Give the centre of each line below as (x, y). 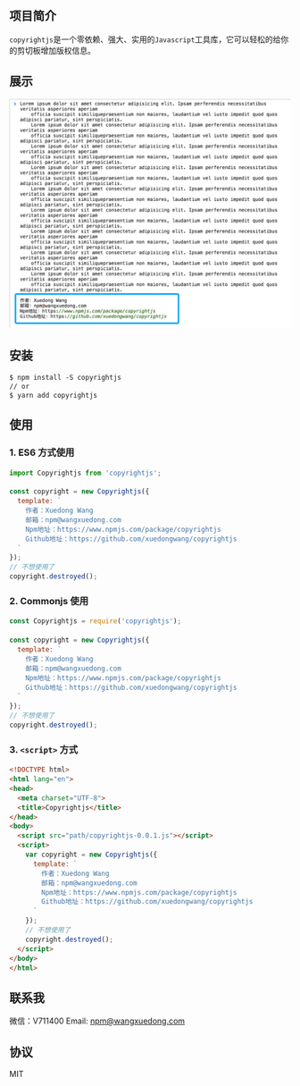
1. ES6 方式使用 (42, 452)
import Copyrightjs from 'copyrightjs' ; (86, 473)
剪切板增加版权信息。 (56, 50)
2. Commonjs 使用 (49, 602)
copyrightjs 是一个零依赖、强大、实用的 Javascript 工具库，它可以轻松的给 (145, 39)
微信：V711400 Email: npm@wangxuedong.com (97, 1021)
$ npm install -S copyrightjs (66, 377)
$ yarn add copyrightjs (54, 395)
